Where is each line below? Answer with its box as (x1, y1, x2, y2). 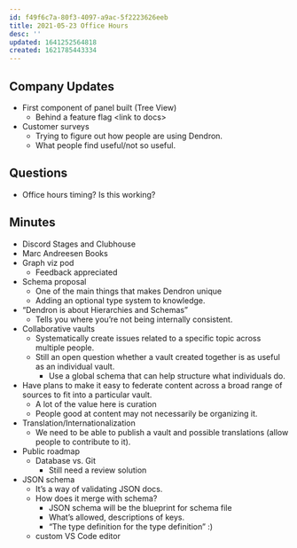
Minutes (9, 215, 56, 231)
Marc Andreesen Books (21, 247, 108, 258)
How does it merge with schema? (35, 493, 158, 504)
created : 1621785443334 (9, 46, 98, 55)
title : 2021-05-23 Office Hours (9, 21, 129, 30)
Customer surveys (21, 121, 90, 131)
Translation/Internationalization (21, 418, 136, 428)
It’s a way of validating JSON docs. (35, 483, 163, 494)
